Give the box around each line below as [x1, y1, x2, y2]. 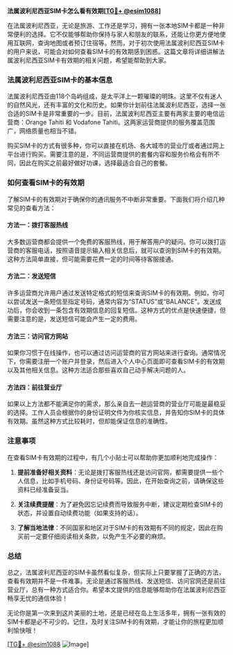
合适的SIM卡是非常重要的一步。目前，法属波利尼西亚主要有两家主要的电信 [7, 110, 219, 118]
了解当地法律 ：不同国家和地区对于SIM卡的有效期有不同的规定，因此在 [17, 523, 217, 532]
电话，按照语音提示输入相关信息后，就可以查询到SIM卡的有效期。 [37, 246, 225, 254]
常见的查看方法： [7, 204, 56, 212]
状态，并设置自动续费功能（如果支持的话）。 [17, 509, 142, 517]
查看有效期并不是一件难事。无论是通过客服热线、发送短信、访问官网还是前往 [7, 577, 226, 585]
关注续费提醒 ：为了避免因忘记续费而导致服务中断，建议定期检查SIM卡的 [17, 500, 223, 508]
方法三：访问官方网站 [7, 332, 68, 340]
